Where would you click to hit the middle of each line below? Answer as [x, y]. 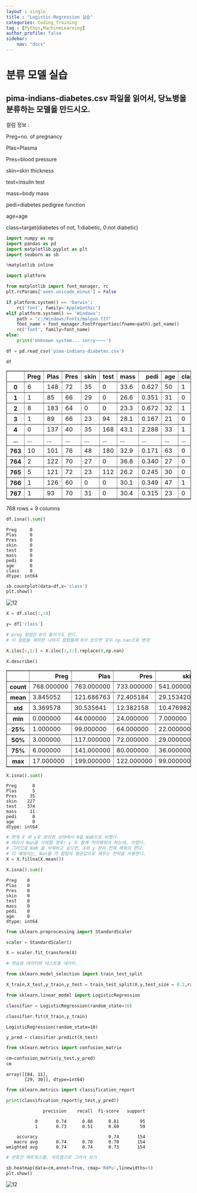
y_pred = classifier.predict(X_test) [52, 1037]
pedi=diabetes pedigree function [46, 205]
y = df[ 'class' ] [25, 624]
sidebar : [17, 39]
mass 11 [21, 812]
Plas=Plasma [22, 148]
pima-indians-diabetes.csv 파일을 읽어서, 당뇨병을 [96, 98]
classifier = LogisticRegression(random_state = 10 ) [69, 1006]
